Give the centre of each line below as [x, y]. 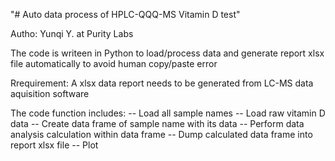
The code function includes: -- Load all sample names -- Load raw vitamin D [168, 113]
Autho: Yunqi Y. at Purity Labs [72, 33]
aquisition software [50, 93]
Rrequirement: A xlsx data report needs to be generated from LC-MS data [162, 83]
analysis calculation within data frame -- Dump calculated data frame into [161, 134]
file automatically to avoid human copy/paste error [114, 63]
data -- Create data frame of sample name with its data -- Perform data [157, 123]
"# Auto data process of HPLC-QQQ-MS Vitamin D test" [125, 14]
